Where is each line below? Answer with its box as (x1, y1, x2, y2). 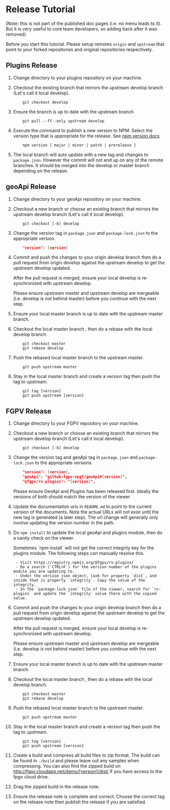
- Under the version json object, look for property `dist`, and (15, 573, 157, 578)
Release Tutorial (6, 4, 76, 15)
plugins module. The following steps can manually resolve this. (13, 550, 145, 556)
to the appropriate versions (35, 460, 92, 466)
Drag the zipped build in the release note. (13, 784, 100, 790)
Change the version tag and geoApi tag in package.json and (13, 454, 138, 460)
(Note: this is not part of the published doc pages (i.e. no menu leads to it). (6, 20, 162, 26)
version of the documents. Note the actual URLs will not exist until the (13, 509, 159, 515)
